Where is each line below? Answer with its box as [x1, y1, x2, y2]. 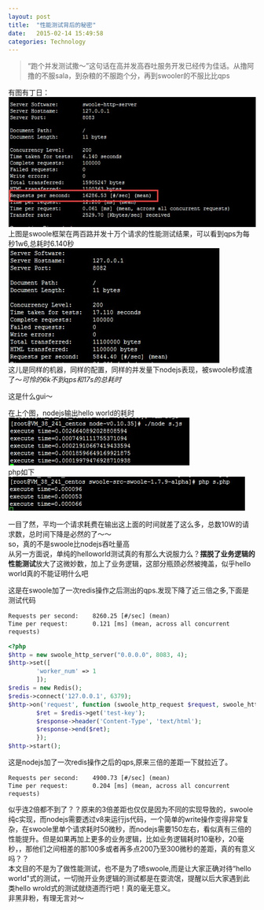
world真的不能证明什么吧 [8, 568, 89, 578]
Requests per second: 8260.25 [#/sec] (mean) [8, 611, 170, 620]
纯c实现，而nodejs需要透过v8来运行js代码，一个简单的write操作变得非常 [8, 815, 243, 824]
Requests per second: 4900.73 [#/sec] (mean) [8, 774, 170, 782]
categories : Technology [8, 38, 86, 46]
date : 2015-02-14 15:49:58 [8, 29, 104, 37]
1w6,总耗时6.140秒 [14, 239, 75, 248]
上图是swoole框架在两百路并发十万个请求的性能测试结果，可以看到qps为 [8, 228, 244, 238]
